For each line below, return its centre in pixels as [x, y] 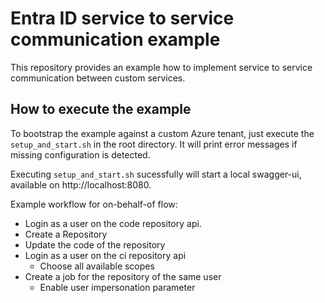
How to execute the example [101, 109]
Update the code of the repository [95, 244]
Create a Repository [66, 234]
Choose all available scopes [97, 266]
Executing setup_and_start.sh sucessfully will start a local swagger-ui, [156, 174]
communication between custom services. [98, 78]
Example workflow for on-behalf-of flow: [94, 204]
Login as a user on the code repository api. [113, 223]
